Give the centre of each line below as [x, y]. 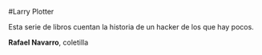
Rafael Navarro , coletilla [48, 42]
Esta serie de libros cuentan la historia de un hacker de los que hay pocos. [131, 27]
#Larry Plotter [31, 12]
